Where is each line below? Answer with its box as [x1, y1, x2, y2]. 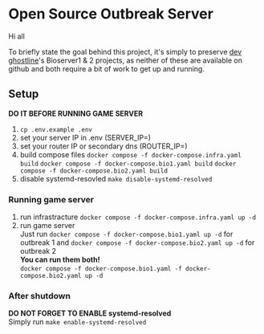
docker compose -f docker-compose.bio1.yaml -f [19, 265, 182, 273]
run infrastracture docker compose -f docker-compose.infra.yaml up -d [19, 212, 257, 222]
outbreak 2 [19, 246, 56, 256]
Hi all [8, 31, 26, 41]
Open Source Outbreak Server [8, 5, 214, 23]
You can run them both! [19, 255, 100, 265]
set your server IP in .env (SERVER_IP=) [19, 132, 151, 142]
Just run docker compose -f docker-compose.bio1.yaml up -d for [19, 230, 234, 239]
